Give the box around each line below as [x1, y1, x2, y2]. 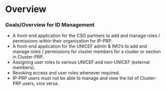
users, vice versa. [22, 80, 59, 86]
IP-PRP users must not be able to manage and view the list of [12, 75, 139, 81]
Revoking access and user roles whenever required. [12, 70, 120, 76]
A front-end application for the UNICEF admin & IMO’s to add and [12, 43, 147, 49]
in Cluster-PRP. [12, 54, 44, 60]
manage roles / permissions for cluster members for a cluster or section [12, 48, 161, 54]
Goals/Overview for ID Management [5, 21, 95, 28]
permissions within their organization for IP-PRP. [12, 38, 113, 44]
